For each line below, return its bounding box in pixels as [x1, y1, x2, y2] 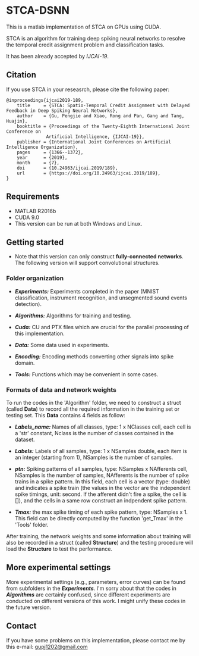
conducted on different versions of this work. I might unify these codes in [6, 597, 186, 604]
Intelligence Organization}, [6, 144, 78, 150]
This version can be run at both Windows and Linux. [14, 220, 143, 227]
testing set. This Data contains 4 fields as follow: [6, 411, 126, 418]
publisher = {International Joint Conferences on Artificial [17, 139, 171, 145]
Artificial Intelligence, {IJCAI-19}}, [46, 133, 145, 140]
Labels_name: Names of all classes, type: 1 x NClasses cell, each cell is [14, 423, 191, 430]
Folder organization [6, 274, 64, 283]
